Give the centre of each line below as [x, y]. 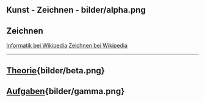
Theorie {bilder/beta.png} [56, 71]
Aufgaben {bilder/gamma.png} [66, 91]
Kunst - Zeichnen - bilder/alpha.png [76, 10]
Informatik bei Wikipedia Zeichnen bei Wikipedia [67, 46]
